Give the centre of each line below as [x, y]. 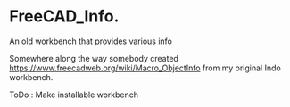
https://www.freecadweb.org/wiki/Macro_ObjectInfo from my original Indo [145, 68]
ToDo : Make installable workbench [74, 95]
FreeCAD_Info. [64, 16]
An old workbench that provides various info [91, 41]
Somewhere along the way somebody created [94, 58]
